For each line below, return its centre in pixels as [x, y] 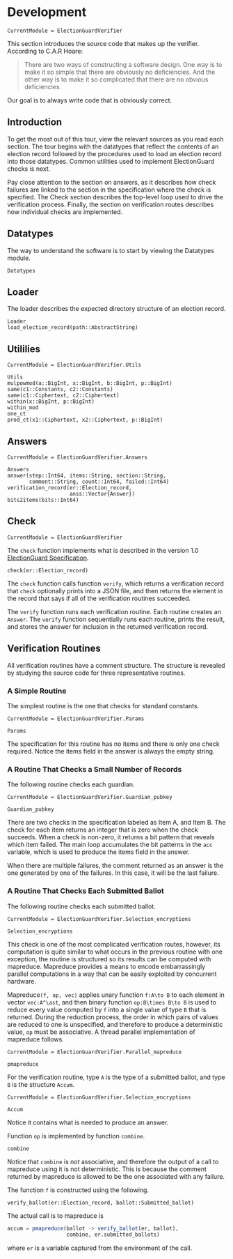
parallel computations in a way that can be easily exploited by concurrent [112, 974]
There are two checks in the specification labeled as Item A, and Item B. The [116, 823]
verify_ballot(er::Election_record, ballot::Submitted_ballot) [101, 1203]
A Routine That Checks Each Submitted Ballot [86, 891]
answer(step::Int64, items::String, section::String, [87, 475]
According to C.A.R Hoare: [45, 51]
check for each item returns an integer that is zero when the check [103, 830]
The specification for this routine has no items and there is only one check [114, 744]
